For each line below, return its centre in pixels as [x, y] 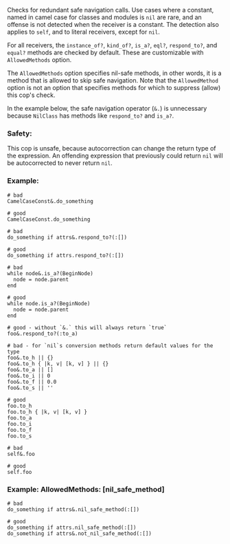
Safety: [20, 133]
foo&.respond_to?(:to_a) [43, 334]
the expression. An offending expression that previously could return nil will [115, 156]
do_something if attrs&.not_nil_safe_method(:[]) [80, 533]
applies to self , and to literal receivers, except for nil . [83, 32]
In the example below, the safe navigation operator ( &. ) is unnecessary [107, 108]
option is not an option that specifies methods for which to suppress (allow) [114, 88]
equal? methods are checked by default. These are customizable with [105, 52]
